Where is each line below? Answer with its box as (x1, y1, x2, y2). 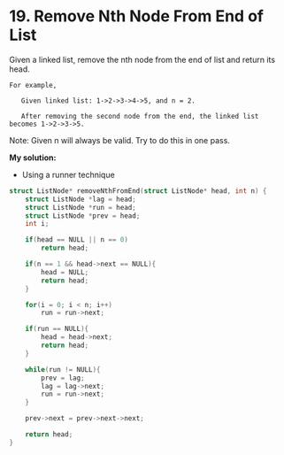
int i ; (25, 220, 50, 228)
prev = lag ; (41, 374, 86, 382)
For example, (9, 81, 58, 89)
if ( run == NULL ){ (25, 325, 89, 334)
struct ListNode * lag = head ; (25, 195, 137, 204)
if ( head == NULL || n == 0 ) (25, 235, 128, 244)
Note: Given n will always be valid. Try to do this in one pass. (9, 135, 230, 145)
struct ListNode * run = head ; (25, 203, 137, 212)
